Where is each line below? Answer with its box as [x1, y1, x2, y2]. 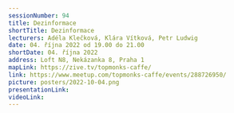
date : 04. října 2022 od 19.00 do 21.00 [8, 41, 145, 49]
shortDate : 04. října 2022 [8, 49, 98, 56]
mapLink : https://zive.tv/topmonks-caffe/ [8, 64, 152, 72]
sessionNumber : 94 [8, 11, 69, 20]
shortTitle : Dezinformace [8, 26, 94, 34]
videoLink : [8, 93, 45, 101]
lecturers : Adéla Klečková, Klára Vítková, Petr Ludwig [8, 33, 198, 42]
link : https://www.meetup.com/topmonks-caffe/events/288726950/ [8, 71, 227, 79]
